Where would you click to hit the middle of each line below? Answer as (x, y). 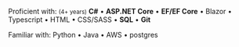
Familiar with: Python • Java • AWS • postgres (83, 35)
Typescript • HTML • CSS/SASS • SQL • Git (80, 20)
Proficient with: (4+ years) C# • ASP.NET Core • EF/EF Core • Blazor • (120, 11)
